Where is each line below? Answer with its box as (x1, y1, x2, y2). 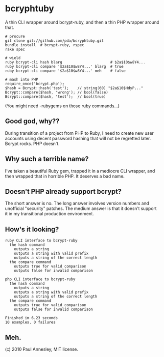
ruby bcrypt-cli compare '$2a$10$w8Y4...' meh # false (5, 68, 126, 73)
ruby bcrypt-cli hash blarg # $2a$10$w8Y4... (5, 59, 146, 64)
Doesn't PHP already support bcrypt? (5, 187, 122, 196)
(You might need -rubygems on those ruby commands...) (5, 103, 120, 109)
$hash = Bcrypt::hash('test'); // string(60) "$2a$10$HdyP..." (5, 86, 143, 90)
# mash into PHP (5, 77, 38, 82)
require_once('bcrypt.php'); (5, 81, 65, 86)
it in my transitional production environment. (5, 211, 94, 217)
